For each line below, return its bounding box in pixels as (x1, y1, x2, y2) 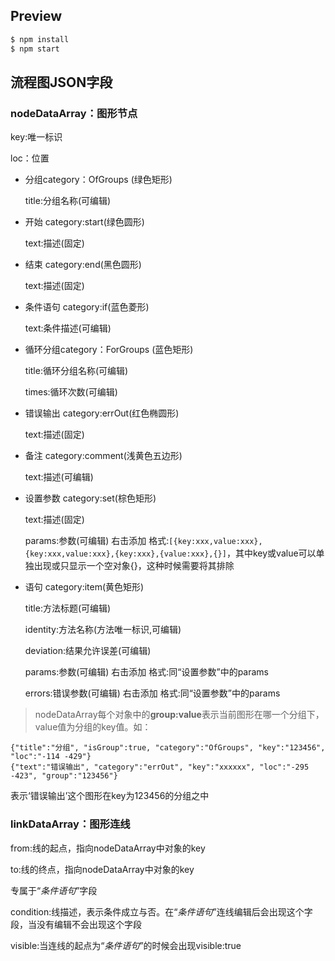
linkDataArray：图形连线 (10, 817, 131, 831)
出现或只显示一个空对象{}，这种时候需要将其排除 (33, 560, 235, 572)
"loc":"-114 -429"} (10, 752, 92, 762)
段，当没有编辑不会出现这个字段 (10, 918, 142, 930)
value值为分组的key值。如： (34, 721, 152, 733)
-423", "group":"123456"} (10, 771, 118, 781)
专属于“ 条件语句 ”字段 (10, 884, 98, 896)
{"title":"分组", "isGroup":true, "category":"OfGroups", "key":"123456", (10, 743, 326, 753)
